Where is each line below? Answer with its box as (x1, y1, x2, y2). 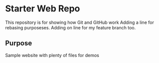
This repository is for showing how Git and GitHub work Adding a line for (5, 19, 155, 25)
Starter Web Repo (5, 3, 80, 14)
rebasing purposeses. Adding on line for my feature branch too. (5, 24, 136, 30)
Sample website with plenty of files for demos (5, 52, 100, 58)
